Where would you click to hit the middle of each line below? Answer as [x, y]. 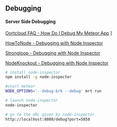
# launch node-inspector [32, 101]
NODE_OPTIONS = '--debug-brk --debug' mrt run [53, 91]
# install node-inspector [33, 72]
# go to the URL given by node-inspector [50, 114]
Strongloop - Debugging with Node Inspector [53, 53]
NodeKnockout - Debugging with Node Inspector [57, 63]
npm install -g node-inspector [39, 77]
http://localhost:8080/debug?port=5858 [48, 119]
